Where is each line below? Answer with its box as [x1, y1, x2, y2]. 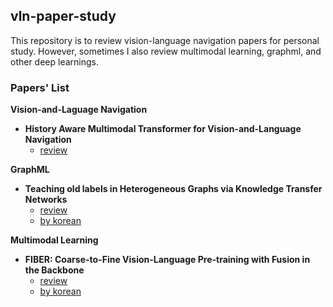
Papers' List [10, 80, 70, 94]
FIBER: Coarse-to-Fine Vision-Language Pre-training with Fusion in [24, 254, 311, 266]
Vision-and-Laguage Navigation [10, 104, 148, 116]
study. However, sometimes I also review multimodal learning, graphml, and [10, 45, 322, 57]
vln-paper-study [10, 8, 117, 25]
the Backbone [24, 264, 85, 276]
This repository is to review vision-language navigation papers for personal [10, 34, 320, 46]
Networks [24, 194, 68, 206]
